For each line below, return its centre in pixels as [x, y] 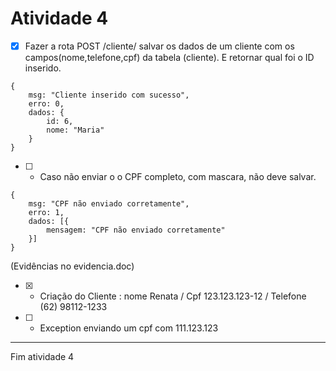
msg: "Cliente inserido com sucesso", [109, 95]
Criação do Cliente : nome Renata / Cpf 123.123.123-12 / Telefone [173, 296]
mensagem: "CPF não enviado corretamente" [136, 230]
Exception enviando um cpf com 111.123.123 [129, 328]
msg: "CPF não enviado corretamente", [109, 204]
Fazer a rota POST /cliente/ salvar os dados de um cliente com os [159, 46]
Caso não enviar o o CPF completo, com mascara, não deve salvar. [178, 176]
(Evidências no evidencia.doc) [72, 266]
